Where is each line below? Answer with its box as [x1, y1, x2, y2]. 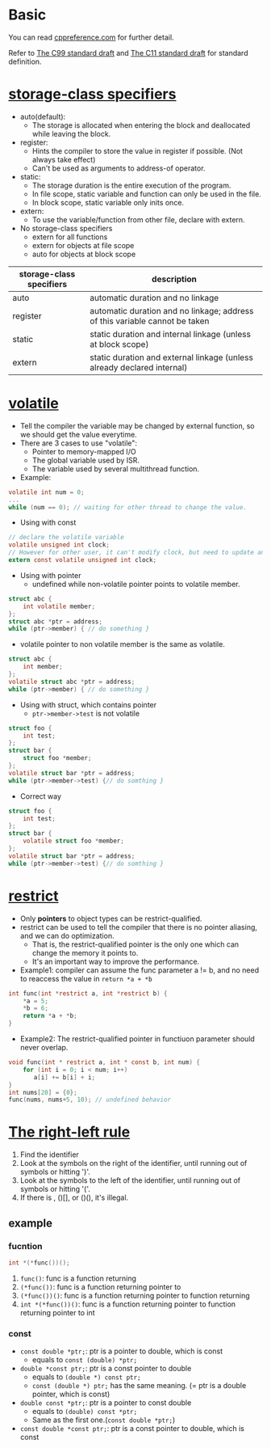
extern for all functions [31, 232, 108, 242]
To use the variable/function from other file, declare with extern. [31, 214, 245, 224]
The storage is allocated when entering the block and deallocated [31, 120, 251, 130]
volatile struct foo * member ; [23, 837, 125, 846]
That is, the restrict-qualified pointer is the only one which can [31, 939, 240, 949]
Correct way [19, 791, 62, 801]
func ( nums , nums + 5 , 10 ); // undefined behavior [8, 1095, 172, 1104]
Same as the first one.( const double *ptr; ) [31, 1415, 176, 1425]
